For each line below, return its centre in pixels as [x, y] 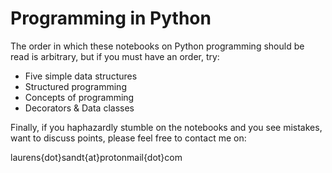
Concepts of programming [79, 97]
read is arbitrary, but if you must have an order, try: [115, 56]
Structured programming [75, 86]
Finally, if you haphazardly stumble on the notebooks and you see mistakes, [166, 127]
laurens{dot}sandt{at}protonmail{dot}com [96, 157]
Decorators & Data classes [79, 108]
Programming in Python [111, 18]
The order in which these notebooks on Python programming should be [157, 46]
